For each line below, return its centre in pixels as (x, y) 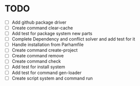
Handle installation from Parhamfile (47, 44)
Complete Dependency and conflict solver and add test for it (73, 39)
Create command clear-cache (42, 28)
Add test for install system (38, 67)
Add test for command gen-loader (47, 73)
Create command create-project (45, 50)
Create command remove (38, 56)
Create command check (36, 61)
